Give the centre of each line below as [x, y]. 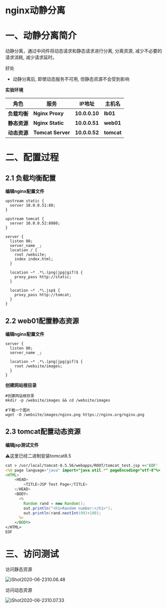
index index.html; [34, 259]
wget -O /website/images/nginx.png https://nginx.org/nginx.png [75, 415]
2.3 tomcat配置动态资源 [43, 432]
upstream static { [25, 201]
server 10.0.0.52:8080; [35, 223]
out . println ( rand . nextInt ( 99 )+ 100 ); [62, 513]
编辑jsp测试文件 [22, 445]
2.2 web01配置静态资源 [42, 321]
